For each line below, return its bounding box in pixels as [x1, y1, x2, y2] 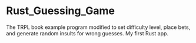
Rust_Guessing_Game [6, 4, 115, 18]
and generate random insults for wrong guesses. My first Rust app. [6, 29, 169, 37]
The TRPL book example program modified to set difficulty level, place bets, [6, 24, 191, 31]
